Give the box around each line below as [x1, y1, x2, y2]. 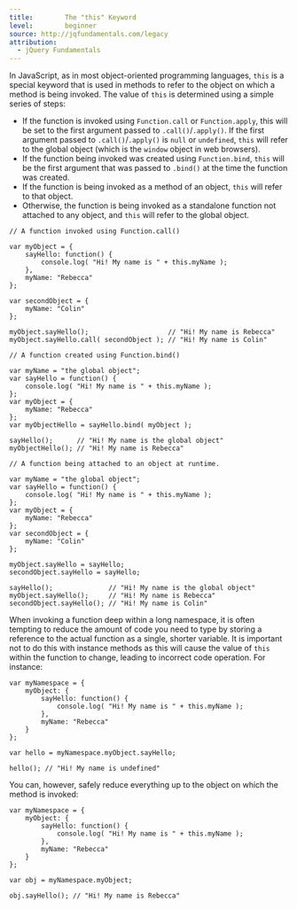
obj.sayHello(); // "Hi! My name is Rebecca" [9, 891, 180, 900]
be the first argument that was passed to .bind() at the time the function [21, 163, 288, 174]
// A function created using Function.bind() [9, 351, 180, 360]
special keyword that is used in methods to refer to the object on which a [9, 80, 276, 90]
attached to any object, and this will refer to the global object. [21, 210, 250, 221]
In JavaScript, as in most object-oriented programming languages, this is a [9, 70, 285, 81]
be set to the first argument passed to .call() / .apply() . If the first [21, 125, 264, 136]
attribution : [9, 37, 58, 47]
